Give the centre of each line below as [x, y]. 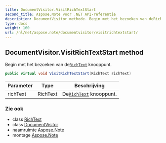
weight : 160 [17, 28]
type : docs [16, 23]
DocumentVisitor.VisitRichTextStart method [74, 53]
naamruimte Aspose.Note [38, 130]
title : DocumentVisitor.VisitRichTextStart [51, 10]
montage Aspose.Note [35, 135]
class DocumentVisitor [35, 124]
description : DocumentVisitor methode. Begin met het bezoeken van [76, 19]
